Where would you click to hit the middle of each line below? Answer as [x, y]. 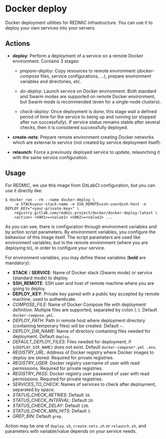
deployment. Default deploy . [41, 336]
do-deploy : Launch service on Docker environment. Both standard [88, 91]
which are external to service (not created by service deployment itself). [87, 142]
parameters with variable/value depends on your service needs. [71, 431]
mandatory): [18, 263]
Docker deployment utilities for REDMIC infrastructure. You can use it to [79, 23]
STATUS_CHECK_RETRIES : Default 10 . [51, 395]
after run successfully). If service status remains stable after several [90, 122]
